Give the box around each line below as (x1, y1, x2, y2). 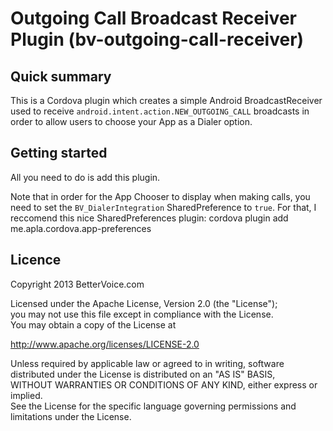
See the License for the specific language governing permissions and (10, 400, 297, 412)
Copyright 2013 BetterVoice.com (10, 278, 145, 290)
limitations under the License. (10, 410, 132, 422)
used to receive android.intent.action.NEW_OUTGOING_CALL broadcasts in (10, 105, 310, 117)
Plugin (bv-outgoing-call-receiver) (10, 28, 305, 51)
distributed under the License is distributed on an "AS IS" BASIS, (10, 368, 276, 380)
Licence (10, 252, 62, 269)
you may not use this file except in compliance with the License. (10, 308, 274, 320)
